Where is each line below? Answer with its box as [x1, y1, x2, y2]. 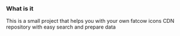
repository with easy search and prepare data [6, 23, 116, 30]
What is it [6, 5, 34, 13]
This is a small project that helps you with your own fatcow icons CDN [6, 18, 175, 25]
